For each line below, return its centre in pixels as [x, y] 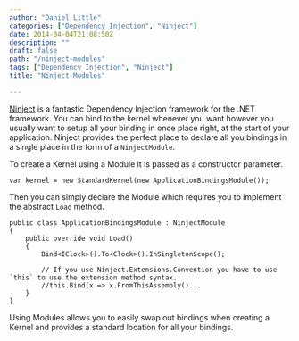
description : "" [39, 42]
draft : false [33, 51]
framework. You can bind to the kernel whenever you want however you [141, 118]
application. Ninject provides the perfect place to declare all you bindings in [148, 137]
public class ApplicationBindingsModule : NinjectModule [117, 223]
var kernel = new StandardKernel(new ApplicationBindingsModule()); [139, 180]
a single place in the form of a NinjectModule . [92, 146]
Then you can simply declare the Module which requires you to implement [145, 196]
